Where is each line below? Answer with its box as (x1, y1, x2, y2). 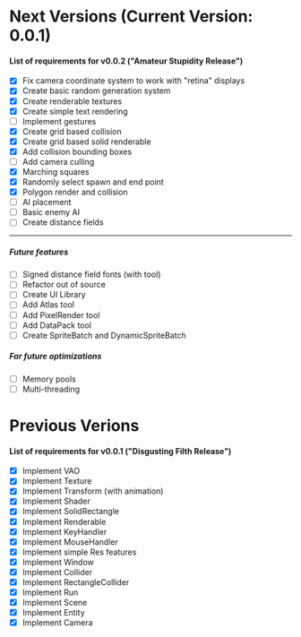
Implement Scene (21, 598, 88, 608)
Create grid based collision (21, 125, 123, 136)
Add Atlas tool (21, 299, 74, 310)
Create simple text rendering (21, 106, 128, 116)
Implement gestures (21, 116, 97, 126)
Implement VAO (21, 466, 81, 477)
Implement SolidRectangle (21, 506, 119, 517)
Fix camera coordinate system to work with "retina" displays (21, 75, 245, 86)
